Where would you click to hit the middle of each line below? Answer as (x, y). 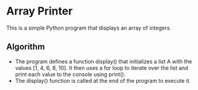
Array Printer (40, 11)
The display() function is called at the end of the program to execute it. (103, 80)
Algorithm (26, 47)
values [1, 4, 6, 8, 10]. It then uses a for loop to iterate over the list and (101, 68)
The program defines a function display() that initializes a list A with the (103, 61)
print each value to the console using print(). (70, 74)
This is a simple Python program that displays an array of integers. (89, 28)
